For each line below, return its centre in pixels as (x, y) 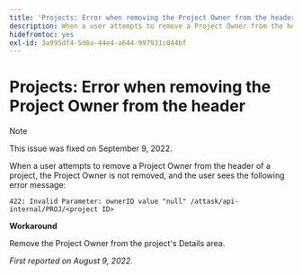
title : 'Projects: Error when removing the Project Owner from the (138, 18)
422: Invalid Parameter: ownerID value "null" (98, 202)
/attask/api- (215, 202)
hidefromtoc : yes (42, 34)
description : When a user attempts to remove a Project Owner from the (146, 26)
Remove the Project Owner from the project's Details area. (117, 244)
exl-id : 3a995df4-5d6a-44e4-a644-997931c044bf (98, 43)
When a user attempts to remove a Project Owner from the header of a (140, 166)
